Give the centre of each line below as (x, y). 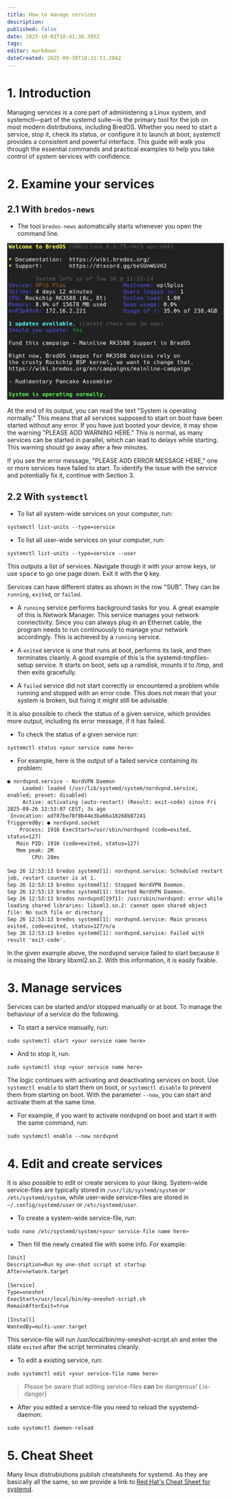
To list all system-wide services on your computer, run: (95, 513)
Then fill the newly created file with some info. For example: (102, 1244)
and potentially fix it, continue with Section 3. (71, 475)
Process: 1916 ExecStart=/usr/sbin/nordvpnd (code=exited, (106, 830)
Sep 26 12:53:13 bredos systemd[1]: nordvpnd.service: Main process (107, 919)
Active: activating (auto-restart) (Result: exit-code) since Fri (119, 802)
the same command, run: (52, 1123)
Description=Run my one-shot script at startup (77, 1265)
